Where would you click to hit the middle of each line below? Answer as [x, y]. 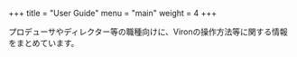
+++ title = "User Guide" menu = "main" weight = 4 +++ [113, 13]
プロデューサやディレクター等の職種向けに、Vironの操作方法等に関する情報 [148, 32]
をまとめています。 [44, 43]
